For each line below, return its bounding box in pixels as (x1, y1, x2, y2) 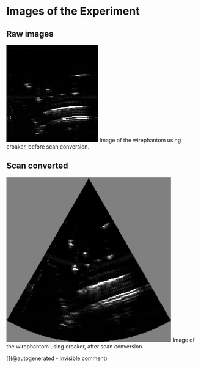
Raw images (6, 29, 54, 39)
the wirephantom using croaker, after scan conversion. (6, 342, 144, 350)
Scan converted (6, 161, 68, 171)
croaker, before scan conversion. (6, 143, 90, 150)
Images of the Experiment (6, 4, 140, 18)
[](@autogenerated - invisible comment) (6, 355, 108, 362)
